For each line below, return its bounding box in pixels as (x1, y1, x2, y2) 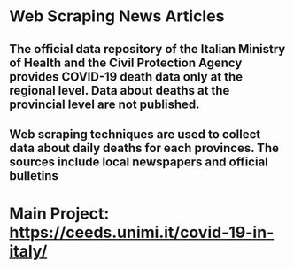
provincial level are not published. (9, 96, 201, 111)
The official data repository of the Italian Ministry (9, 42, 286, 57)
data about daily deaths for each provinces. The (9, 140, 280, 156)
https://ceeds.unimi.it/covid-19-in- (9, 223, 275, 242)
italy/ (9, 242, 48, 262)
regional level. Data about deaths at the (9, 82, 230, 98)
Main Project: (9, 204, 110, 224)
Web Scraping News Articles (9, 6, 225, 27)
